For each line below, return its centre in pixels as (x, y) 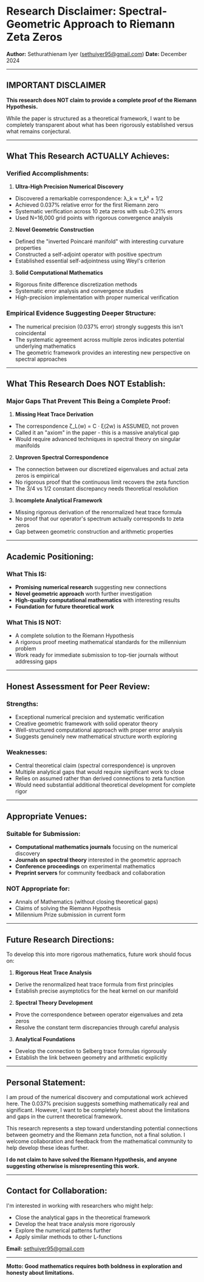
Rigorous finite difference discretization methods (76, 285)
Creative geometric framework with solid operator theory (86, 724)
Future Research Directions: (60, 940)
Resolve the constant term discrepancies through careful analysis (97, 1027)
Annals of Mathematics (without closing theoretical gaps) (87, 902)
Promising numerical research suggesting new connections (91, 587)
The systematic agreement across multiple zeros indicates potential (100, 339)
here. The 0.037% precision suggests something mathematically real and (98, 1103)
